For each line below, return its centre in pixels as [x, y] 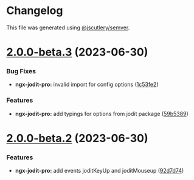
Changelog [35, 11]
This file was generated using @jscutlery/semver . [68, 27]
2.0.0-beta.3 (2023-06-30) [77, 52]
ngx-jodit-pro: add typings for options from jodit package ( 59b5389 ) [102, 113]
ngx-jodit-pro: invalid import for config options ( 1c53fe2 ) [87, 85]
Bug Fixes [21, 71]
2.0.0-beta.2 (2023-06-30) [77, 138]
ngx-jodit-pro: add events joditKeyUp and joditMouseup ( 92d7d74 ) [99, 171]
